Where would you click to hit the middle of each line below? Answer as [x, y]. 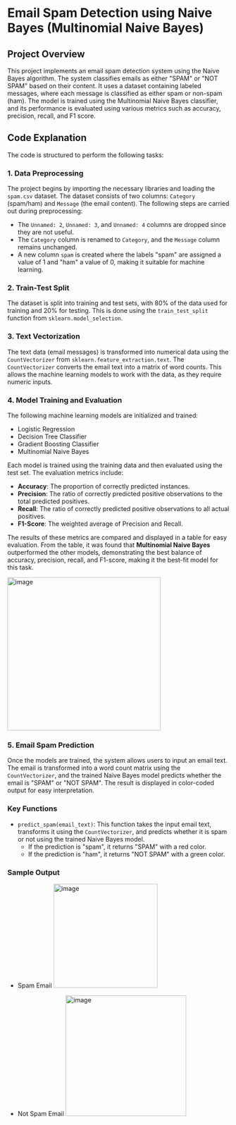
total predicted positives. [54, 501]
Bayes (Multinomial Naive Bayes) [106, 28]
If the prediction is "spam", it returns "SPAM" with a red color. [117, 847]
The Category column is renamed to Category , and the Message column [119, 240]
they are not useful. [46, 232]
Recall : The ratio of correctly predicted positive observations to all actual [123, 509]
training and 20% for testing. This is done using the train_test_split [108, 311]
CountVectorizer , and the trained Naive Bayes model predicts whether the [114, 775]
